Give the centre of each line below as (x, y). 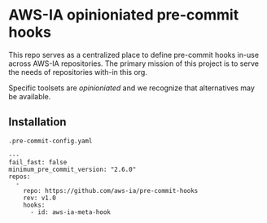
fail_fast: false (38, 162)
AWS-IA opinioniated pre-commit (124, 15)
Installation (37, 122)
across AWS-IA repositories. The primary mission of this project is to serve (133, 63)
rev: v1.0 (40, 198)
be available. (30, 96)
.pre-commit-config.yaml (50, 141)
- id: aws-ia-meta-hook (70, 212)
